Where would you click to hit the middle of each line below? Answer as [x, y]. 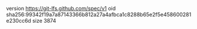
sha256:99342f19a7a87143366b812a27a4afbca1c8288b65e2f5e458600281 [99, 14]
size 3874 [44, 21]
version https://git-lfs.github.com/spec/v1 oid [61, 8]
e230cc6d [19, 21]
